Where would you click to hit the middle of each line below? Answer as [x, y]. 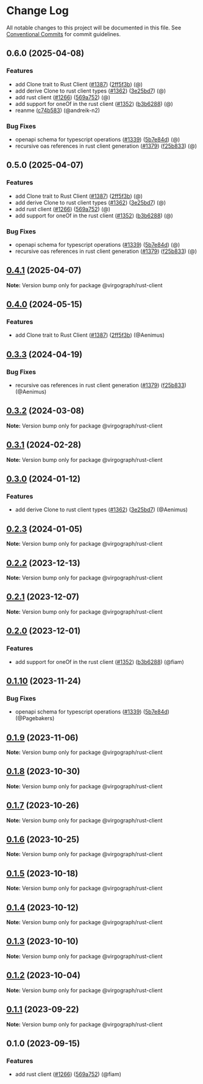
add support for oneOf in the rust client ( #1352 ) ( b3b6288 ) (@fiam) [99, 661]
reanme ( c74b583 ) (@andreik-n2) [58, 110]
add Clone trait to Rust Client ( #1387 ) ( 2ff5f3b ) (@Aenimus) [90, 335]
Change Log [37, 11]
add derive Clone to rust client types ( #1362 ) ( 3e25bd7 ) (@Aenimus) [101, 510]
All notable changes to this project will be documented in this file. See [94, 28]
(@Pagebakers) [35, 718]
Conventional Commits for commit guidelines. [63, 34]
